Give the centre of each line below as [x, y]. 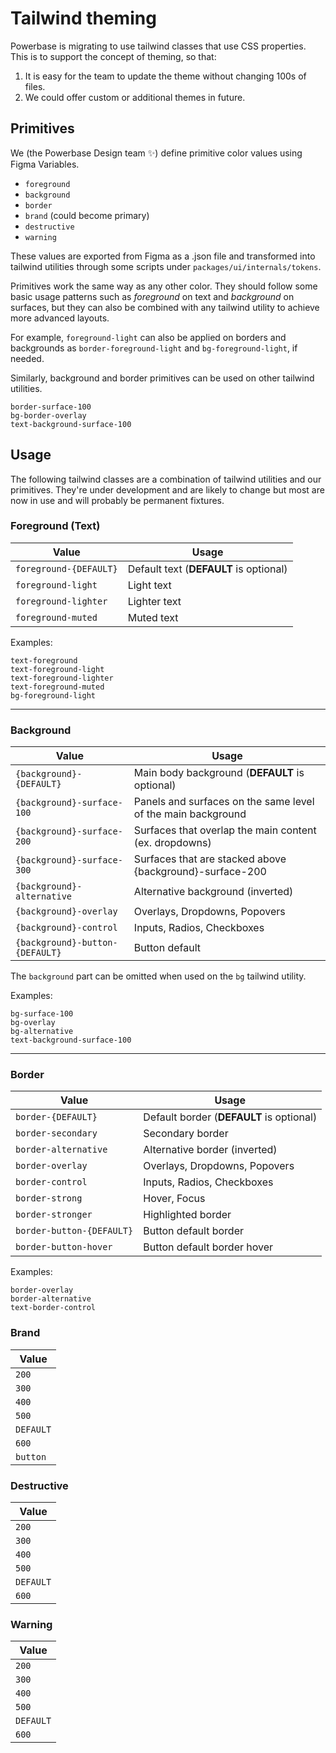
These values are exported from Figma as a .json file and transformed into [163, 256]
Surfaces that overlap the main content [225, 830]
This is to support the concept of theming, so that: [113, 56]
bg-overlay [33, 1023]
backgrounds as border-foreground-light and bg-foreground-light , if [154, 348]
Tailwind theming [83, 18]
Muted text [153, 617]
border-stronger [54, 1215]
